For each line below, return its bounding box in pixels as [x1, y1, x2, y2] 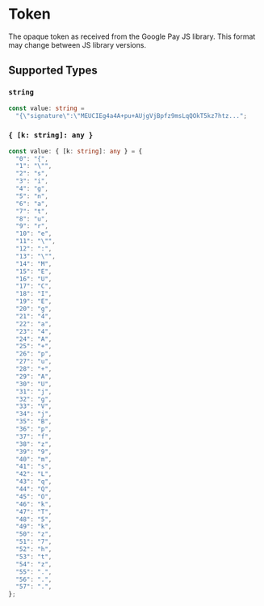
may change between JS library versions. [8, 40, 147, 49]
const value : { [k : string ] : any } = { [8, 147, 143, 155]
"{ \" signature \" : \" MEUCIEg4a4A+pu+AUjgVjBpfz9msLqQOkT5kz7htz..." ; [15, 112, 248, 120]
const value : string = [8, 104, 85, 112]
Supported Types [8, 64, 98, 78]
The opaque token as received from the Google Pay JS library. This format [8, 32, 256, 41]
